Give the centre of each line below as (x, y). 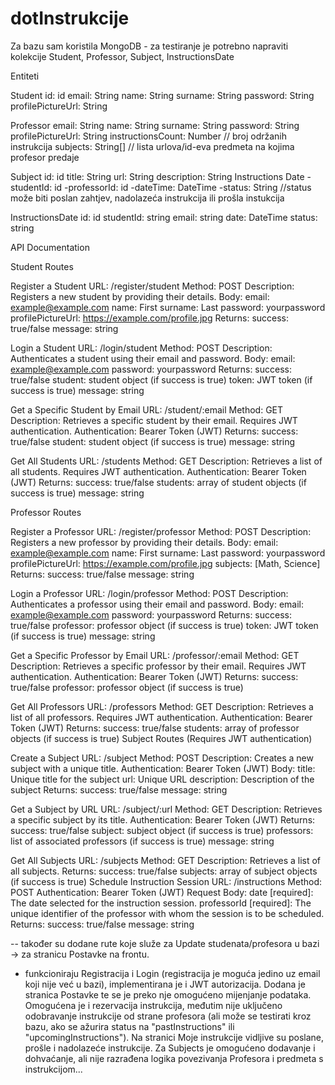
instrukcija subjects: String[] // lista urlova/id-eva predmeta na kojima (152, 146)
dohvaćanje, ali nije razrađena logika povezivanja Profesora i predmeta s (174, 1058)
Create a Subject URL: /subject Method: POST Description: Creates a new (162, 758)
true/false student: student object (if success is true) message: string (153, 441)
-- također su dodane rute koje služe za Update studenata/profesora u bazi (165, 943)
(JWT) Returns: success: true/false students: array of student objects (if (158, 482)
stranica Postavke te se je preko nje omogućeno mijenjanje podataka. (168, 994)
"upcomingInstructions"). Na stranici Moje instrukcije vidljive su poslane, (174, 1037)
